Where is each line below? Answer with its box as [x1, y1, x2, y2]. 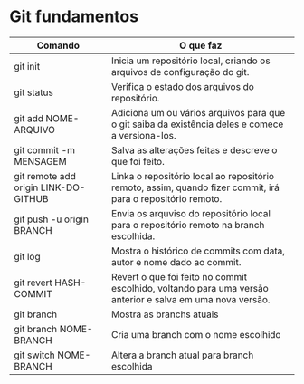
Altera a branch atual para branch [111, 349, 254, 361]
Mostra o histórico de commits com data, [111, 245, 285, 257]
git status [14, 86, 54, 99]
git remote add [14, 169, 77, 182]
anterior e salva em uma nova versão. [111, 293, 271, 305]
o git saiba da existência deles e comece [111, 118, 284, 130]
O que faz [179, 39, 223, 52]
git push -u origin [14, 213, 89, 226]
